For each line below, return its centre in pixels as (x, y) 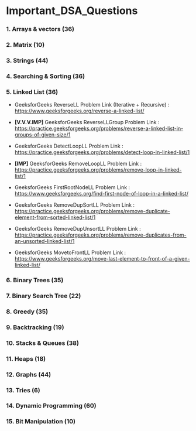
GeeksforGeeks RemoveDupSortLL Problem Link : (75, 205)
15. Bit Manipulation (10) (41, 422)
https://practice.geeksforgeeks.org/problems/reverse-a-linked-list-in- (99, 129)
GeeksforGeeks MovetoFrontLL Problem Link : (70, 252)
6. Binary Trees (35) (35, 281)
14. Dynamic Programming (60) (51, 406)
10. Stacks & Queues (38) (42, 343)
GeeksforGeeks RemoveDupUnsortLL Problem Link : (78, 229)
